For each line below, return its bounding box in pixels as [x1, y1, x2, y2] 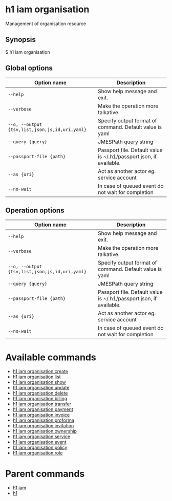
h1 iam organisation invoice [12, 412, 70, 418]
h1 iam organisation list [12, 374, 61, 380]
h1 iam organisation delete [12, 390, 68, 396]
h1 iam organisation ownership [12, 428, 77, 434]
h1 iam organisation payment [12, 406, 73, 412]
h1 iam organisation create [12, 368, 68, 375]
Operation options [5, 206, 64, 214]
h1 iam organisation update [12, 385, 70, 391]
